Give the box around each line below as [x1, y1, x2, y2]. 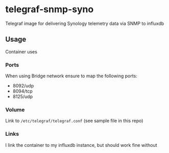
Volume [5, 106, 25, 113]
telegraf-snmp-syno [5, 4, 94, 15]
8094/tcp [12, 88, 33, 95]
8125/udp [12, 94, 33, 100]
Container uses [5, 48, 37, 54]
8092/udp [12, 83, 34, 89]
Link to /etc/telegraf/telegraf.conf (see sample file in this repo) [5, 118, 143, 124]
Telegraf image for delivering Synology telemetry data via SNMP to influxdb [5, 20, 164, 26]
